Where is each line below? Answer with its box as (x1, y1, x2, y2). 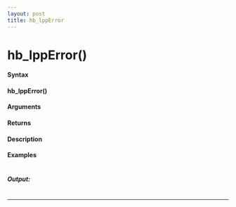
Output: (7, 175, 31, 183)
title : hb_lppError (7, 17, 65, 24)
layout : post (7, 10, 46, 18)
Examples (7, 151, 37, 159)
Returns (7, 119, 32, 127)
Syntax (7, 71, 29, 79)
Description (7, 135, 43, 143)
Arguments (7, 102, 41, 111)
